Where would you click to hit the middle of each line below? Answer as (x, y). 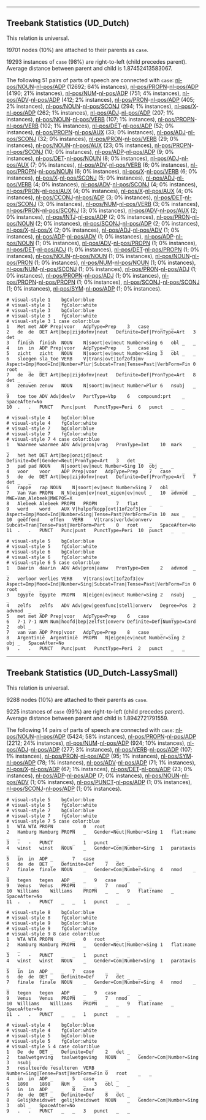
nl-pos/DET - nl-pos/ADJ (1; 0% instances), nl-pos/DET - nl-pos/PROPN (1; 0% (103, 250)
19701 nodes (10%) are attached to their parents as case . (78, 50)
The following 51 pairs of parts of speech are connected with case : (90, 80)
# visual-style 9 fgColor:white (52, 928)
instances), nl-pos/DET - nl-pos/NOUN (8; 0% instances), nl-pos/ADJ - (94, 158)
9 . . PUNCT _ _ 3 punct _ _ (68, 1111)
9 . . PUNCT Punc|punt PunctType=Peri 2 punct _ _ (96, 648)
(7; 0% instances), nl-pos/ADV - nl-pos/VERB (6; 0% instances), (110, 165)
